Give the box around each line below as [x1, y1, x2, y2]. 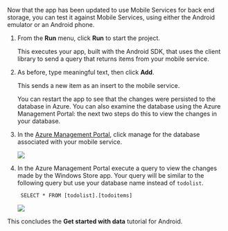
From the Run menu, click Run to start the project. [17, 34, 161, 42]
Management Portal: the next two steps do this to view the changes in [17, 110, 217, 118]
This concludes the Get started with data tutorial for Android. [7, 217, 183, 225]
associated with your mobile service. [17, 138, 123, 146]
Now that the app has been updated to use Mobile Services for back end [7, 6, 215, 14]
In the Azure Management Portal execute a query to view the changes [17, 164, 217, 172]
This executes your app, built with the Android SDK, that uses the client [17, 48, 221, 55]
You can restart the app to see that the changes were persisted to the [17, 95, 216, 103]
